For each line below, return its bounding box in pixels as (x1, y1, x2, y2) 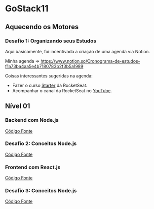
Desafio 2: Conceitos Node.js (5, 140, 77, 147)
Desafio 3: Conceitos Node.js (5, 187, 77, 194)
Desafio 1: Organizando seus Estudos (5, 37, 97, 44)
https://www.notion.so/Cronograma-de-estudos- (40, 58, 140, 64)
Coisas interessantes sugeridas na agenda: (5, 72, 93, 79)
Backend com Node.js (5, 117, 59, 124)
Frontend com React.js (5, 164, 61, 171)
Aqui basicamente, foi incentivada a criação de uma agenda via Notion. (5, 48, 150, 54)
